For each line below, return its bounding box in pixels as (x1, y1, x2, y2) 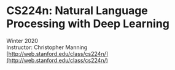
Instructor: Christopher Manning (6, 44, 88, 51)
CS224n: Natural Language (6, 4, 149, 18)
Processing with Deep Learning (6, 17, 170, 31)
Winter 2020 (6, 37, 39, 44)
